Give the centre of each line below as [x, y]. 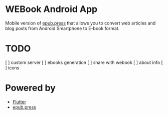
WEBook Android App [51, 9]
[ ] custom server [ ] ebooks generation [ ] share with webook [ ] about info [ [84, 62]
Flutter [19, 101]
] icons [12, 67]
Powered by [31, 88]
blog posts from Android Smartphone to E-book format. [62, 28]
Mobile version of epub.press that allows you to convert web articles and [80, 23]
